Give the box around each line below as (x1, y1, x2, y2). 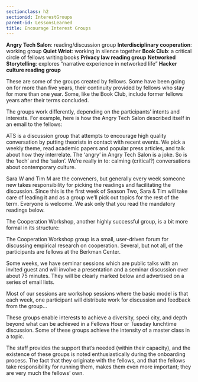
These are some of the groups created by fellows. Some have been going (6, 78, 185, 85)
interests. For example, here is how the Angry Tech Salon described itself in (6, 115, 190, 122)
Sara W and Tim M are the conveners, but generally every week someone (6, 175, 186, 182)
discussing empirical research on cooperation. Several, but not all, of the (6, 242, 183, 249)
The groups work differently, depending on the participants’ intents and (6, 108, 180, 115)
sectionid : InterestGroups (6, 14, 73, 20)
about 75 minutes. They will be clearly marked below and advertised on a (6, 273, 184, 280)
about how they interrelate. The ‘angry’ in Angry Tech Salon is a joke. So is (6, 151, 187, 158)
